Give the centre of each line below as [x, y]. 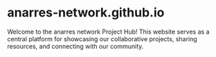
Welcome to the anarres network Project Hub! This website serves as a [108, 32]
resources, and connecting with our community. [75, 46]
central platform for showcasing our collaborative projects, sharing [102, 38]
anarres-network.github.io [86, 13]
